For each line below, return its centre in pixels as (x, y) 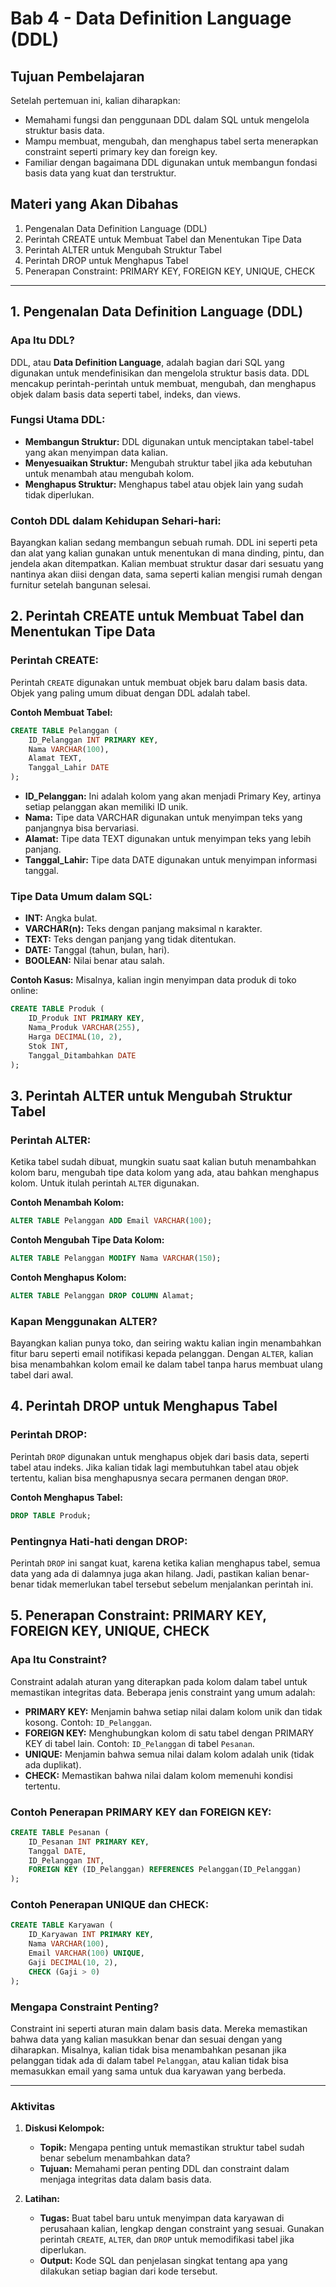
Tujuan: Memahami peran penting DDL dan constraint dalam (164, 2169)
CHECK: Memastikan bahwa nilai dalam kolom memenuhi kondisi (158, 1775)
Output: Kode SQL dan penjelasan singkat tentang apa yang (163, 2261)
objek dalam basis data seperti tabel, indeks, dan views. (126, 394)
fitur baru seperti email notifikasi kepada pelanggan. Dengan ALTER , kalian (162, 1354)
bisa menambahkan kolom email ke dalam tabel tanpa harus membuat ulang (166, 1364)
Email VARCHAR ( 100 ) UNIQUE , (86, 1953)
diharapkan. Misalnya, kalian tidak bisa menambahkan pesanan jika (148, 2049)
